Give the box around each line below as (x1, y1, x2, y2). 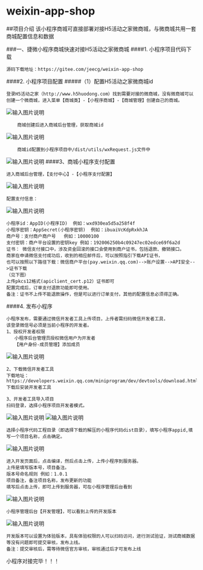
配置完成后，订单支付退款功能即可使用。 (6, 285, 92, 291)
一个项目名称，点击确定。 (10, 433, 65, 440)
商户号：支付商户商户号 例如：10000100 (6, 233, 100, 239)
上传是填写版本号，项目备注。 (6, 465, 69, 471)
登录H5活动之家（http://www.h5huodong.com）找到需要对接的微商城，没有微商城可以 (6, 91, 194, 97)
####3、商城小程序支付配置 (45, 157, 116, 165)
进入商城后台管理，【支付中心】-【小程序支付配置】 (6, 171, 115, 177)
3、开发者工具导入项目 (6, 396, 54, 402)
